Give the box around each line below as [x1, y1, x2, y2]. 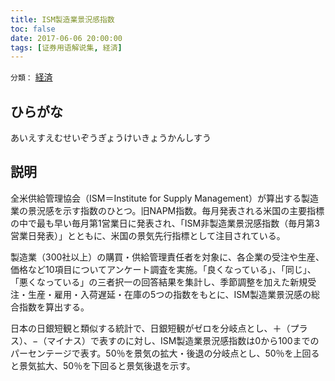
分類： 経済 [10, 71, 53, 83]
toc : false [10, 24, 56, 34]
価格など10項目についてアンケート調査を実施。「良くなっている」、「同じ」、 [10, 263, 317, 275]
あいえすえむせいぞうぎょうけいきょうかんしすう [10, 132, 212, 144]
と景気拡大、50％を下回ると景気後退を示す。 [10, 359, 196, 371]
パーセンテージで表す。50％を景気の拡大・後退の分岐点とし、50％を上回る [10, 347, 320, 359]
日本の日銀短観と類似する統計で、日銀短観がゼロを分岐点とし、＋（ [10, 322, 291, 334]
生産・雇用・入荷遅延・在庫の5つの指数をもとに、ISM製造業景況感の [27, 288, 312, 300]
